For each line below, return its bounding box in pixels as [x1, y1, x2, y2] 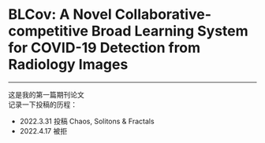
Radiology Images [8, 56, 129, 74]
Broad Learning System [91, 22, 248, 40]
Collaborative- [114, 5, 211, 24]
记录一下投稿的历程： [8, 100, 77, 109]
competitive [8, 22, 89, 40]
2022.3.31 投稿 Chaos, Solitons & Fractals [19, 116, 155, 126]
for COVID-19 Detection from [8, 39, 201, 57]
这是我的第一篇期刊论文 [8, 90, 84, 99]
